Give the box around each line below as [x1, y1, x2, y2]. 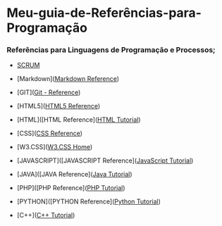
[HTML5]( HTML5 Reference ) [16, 102, 101, 111]
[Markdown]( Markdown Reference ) [16, 75, 120, 83]
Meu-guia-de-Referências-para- [6, 5, 202, 21]
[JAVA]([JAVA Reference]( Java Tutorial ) [16, 170, 132, 179]
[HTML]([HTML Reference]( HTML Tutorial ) [16, 115, 141, 124]
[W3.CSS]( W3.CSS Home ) [16, 143, 93, 151]
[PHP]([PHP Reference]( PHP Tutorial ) [16, 184, 125, 192]
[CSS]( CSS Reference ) [16, 129, 82, 138]
